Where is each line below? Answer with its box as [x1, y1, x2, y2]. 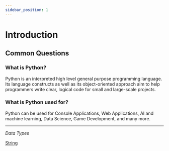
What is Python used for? [5, 99, 69, 106]
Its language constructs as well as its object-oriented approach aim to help [5, 81, 160, 87]
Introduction [5, 29, 58, 40]
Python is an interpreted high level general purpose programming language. [5, 75, 162, 82]
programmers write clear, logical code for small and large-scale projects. [5, 86, 156, 92]
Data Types [5, 130, 29, 136]
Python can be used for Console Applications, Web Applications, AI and [5, 110, 154, 116]
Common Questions [5, 49, 69, 58]
